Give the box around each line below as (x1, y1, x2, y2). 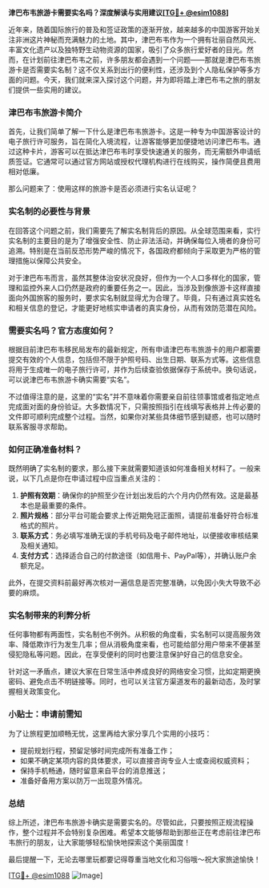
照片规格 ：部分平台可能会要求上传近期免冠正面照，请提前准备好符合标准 (19, 511, 259, 521)
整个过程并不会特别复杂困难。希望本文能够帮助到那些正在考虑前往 (22, 828, 240, 837)
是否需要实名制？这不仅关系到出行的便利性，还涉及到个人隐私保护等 (22, 65, 247, 75)
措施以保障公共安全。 (14, 256, 86, 266)
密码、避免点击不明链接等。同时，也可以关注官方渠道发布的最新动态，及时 (8, 677, 254, 687)
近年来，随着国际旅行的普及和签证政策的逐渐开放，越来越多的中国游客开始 (8, 25, 254, 34)
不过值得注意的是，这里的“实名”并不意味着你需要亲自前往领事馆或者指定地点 (8, 391, 260, 401)
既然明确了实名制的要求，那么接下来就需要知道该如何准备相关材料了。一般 (8, 464, 254, 473)
